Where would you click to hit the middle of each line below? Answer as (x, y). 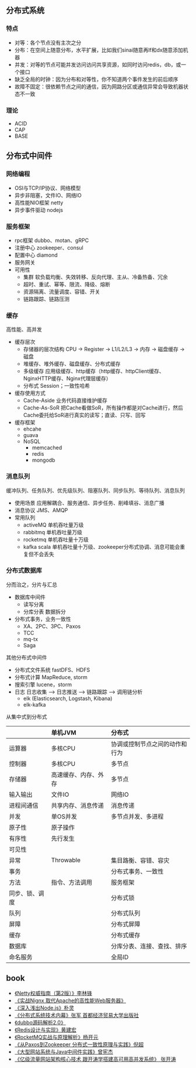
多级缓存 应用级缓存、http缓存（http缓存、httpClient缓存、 (94, 371)
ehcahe (32, 429)
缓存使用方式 (30, 393)
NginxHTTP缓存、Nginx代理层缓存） (67, 378)
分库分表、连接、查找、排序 (149, 946)
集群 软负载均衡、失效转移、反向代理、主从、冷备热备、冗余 (95, 277)
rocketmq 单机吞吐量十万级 (56, 539)
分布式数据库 (24, 571)
